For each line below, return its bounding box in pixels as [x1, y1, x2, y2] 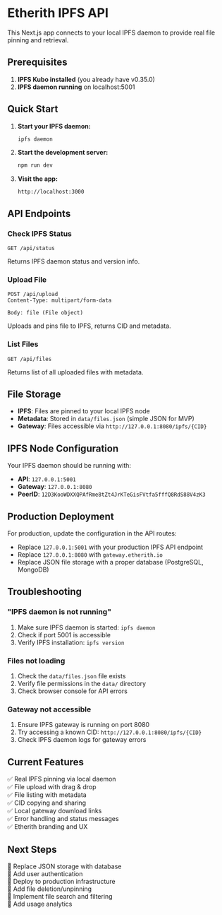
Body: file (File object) [7, 309, 83, 317]
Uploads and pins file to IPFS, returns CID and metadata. [7, 321, 171, 330]
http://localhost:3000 [17, 189, 85, 196]
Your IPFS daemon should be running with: [7, 461, 132, 470]
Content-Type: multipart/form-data [7, 297, 112, 305]
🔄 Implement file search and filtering [7, 892, 113, 900]
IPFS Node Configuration [7, 442, 118, 454]
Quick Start [7, 103, 58, 115]
